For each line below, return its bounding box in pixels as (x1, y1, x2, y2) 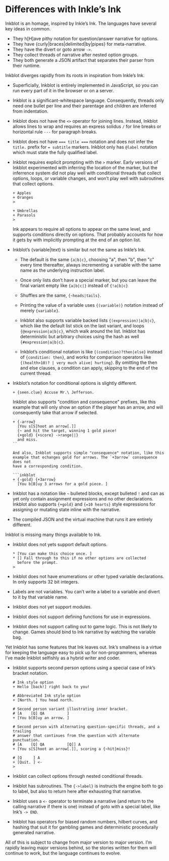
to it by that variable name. (12, 594, 68, 600)
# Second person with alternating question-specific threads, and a (12, 724, 160, 729)
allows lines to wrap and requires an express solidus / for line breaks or (12, 123, 161, 129)
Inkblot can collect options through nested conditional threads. (12, 773, 143, 779)
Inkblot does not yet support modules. (12, 603, 92, 609)
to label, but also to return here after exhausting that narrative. (12, 788, 142, 794)
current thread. (20, 370, 52, 376)
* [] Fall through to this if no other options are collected (12, 555, 146, 561)
